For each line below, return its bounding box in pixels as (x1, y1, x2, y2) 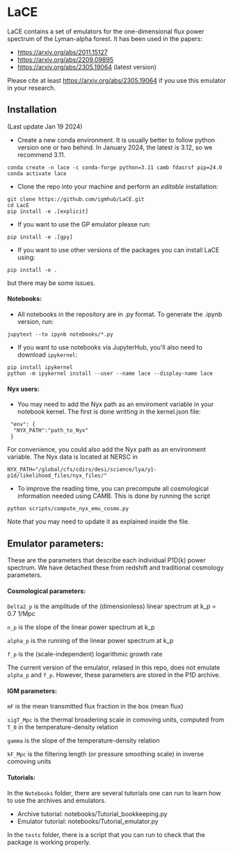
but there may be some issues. (7, 279, 96, 287)
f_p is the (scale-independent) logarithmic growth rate (7, 650, 163, 658)
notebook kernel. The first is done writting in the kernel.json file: (17, 407, 201, 416)
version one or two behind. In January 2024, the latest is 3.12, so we (17, 143, 213, 152)
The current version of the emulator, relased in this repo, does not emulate (7, 663, 220, 672)
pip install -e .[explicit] (7, 208, 89, 215)
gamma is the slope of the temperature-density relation (7, 736, 160, 745)
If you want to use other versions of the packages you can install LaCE (17, 245, 220, 254)
